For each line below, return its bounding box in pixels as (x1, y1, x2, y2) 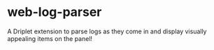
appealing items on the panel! (7, 34, 93, 42)
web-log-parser (7, 4, 102, 20)
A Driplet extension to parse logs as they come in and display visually (7, 27, 207, 35)
